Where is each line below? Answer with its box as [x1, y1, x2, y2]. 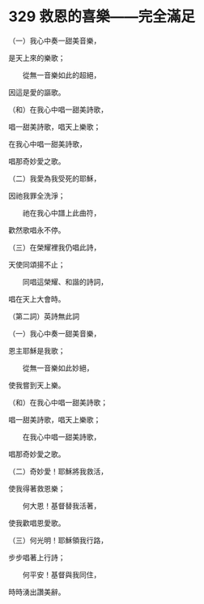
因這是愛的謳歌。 [8, 87, 66, 97]
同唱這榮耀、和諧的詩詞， [22, 276, 108, 286]
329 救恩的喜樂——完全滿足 [8, 7, 196, 26]
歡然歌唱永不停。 [8, 225, 66, 235]
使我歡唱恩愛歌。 [8, 518, 66, 528]
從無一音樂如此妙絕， [22, 362, 94, 373]
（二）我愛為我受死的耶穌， [8, 173, 101, 183]
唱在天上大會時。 [8, 293, 66, 304]
